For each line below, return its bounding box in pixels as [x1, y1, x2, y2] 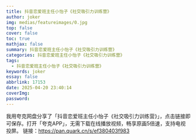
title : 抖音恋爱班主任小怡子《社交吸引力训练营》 [6, 8, 112, 15]
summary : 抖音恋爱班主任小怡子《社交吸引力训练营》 [6, 47, 117, 53]
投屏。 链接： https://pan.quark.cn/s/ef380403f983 [6, 127, 130, 134]
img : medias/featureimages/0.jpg [6, 19, 88, 25]
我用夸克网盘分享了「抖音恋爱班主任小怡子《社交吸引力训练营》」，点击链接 [6, 112, 185, 119]
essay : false [6, 74, 38, 80]
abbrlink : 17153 [6, 80, 46, 86]
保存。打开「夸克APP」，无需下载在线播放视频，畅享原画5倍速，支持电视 [11, 119, 186, 127]
